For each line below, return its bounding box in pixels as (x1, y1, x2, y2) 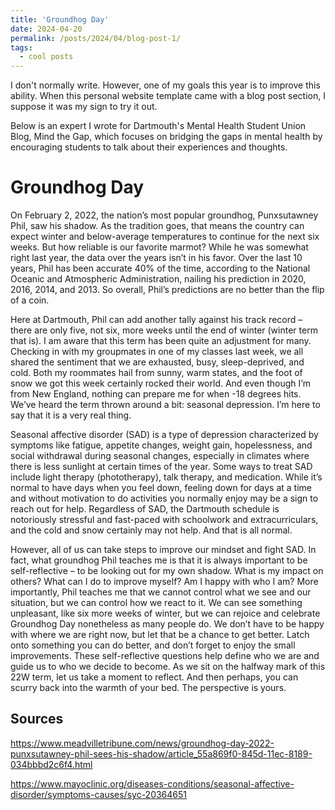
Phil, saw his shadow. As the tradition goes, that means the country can (10, 220, 305, 232)
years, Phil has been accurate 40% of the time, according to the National (10, 262, 311, 275)
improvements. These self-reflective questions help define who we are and (10, 650, 320, 662)
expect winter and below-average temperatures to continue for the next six (10, 231, 320, 243)
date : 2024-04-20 (10, 24, 83, 34)
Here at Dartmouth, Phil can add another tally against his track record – (10, 314, 303, 326)
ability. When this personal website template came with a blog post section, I (10, 90, 326, 102)
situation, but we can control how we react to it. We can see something (10, 597, 303, 609)
